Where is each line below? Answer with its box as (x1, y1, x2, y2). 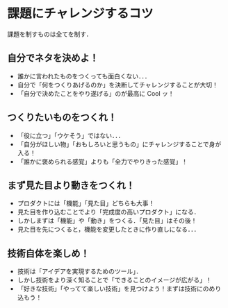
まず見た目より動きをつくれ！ (7, 179, 136, 191)
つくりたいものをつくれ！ (7, 112, 117, 123)
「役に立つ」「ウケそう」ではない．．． (17, 131, 124, 139)
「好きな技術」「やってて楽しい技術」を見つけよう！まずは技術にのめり (17, 284, 222, 293)
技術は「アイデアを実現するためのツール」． (17, 267, 142, 275)
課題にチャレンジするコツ (7, 6, 154, 22)
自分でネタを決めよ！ (7, 52, 99, 64)
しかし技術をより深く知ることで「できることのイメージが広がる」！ (17, 276, 212, 284)
